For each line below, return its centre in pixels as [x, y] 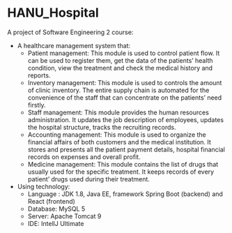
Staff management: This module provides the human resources [118, 112]
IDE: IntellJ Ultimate [56, 223]
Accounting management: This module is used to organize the [117, 135]
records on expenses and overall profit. [84, 157]
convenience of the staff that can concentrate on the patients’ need [125, 97]
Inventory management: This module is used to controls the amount [125, 82]
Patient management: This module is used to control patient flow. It [124, 53]
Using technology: [44, 186]
